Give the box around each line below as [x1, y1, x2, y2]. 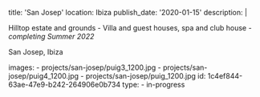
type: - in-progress [122, 80, 185, 89]
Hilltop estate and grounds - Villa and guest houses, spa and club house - [8, 23, 252, 32]
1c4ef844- [207, 71, 243, 80]
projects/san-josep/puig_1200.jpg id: [85, 71, 206, 80]
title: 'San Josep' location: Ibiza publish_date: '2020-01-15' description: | [8, 8, 247, 17]
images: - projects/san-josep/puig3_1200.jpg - [8, 63, 162, 72]
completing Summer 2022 [8, 32, 95, 41]
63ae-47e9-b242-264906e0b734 [8, 80, 121, 89]
